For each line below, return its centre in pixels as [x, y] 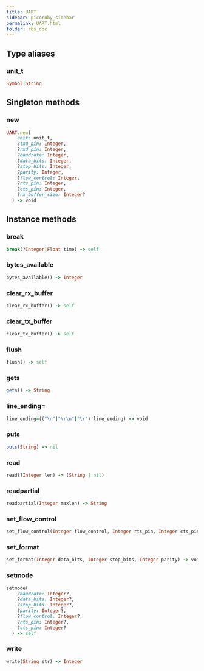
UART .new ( [19, 132]
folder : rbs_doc [27, 29]
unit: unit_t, [35, 138]
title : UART [21, 12]
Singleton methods [43, 103]
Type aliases [31, 53]
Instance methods [41, 220]
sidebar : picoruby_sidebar [40, 18]
